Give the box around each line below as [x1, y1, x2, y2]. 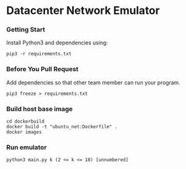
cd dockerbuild [6, 119, 45, 125]
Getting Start [6, 26, 45, 34]
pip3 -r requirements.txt [6, 51, 71, 57]
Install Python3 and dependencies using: [6, 39, 108, 46]
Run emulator [6, 143, 47, 151]
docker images [6, 129, 42, 136]
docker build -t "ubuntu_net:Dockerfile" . [6, 124, 118, 130]
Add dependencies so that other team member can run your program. [6, 78, 181, 86]
